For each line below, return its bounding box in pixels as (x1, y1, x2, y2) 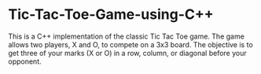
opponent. (8, 57, 42, 66)
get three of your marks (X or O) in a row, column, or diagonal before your (8, 48, 247, 57)
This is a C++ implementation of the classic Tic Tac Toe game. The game (8, 31, 245, 41)
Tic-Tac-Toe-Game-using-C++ (8, 6, 214, 24)
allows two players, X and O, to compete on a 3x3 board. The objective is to (8, 39, 253, 49)
